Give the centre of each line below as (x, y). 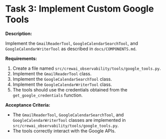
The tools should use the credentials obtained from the (70, 89)
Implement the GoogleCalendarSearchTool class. (62, 79)
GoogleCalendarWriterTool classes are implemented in (69, 120)
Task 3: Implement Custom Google (79, 9)
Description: (19, 33)
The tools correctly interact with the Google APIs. (64, 131)
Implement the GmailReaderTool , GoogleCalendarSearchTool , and (72, 43)
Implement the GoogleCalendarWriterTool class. (62, 84)
